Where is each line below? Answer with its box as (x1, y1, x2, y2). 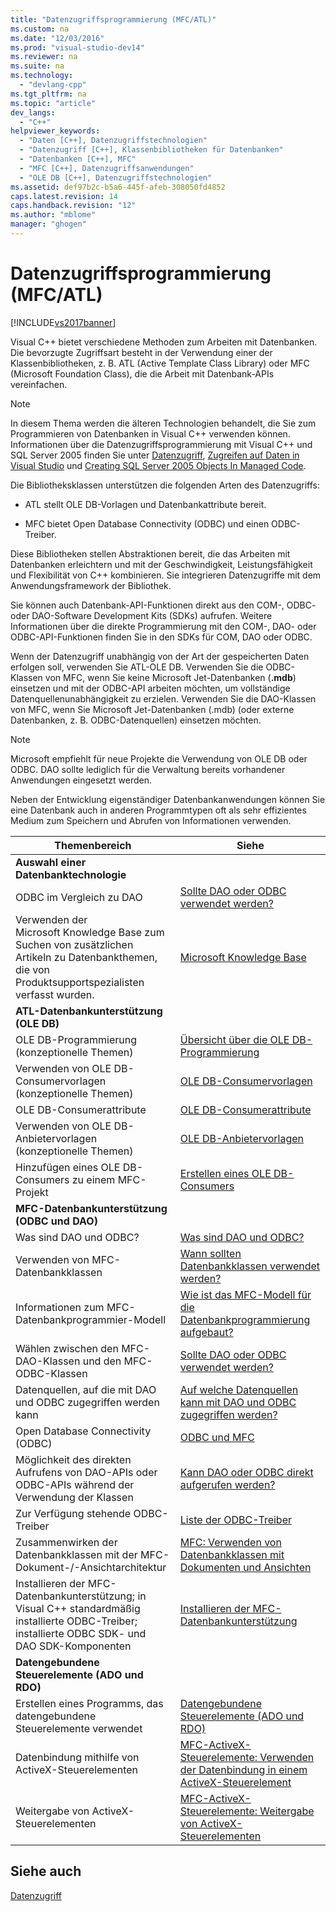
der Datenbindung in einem (179, 1762, 308, 1776)
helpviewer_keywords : (10, 126, 101, 136)
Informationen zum (15, 1300, 105, 1314)
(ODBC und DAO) (15, 1214, 98, 1228)
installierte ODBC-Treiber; (15, 1614, 138, 1628)
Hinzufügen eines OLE (15, 1160, 121, 1174)
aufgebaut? (179, 1325, 234, 1339)
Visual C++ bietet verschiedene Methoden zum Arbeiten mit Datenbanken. (10, 336, 318, 348)
